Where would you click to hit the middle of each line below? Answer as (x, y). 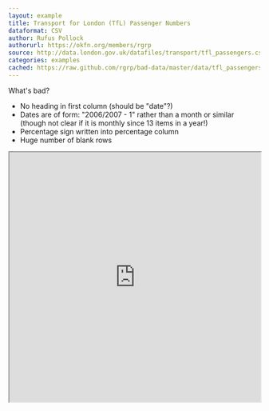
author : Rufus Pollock (46, 38)
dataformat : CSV (35, 30)
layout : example (35, 16)
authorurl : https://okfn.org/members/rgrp (80, 46)
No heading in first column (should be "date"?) (96, 106)
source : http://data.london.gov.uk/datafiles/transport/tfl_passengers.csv (137, 53)
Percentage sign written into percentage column (99, 131)
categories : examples (44, 61)
